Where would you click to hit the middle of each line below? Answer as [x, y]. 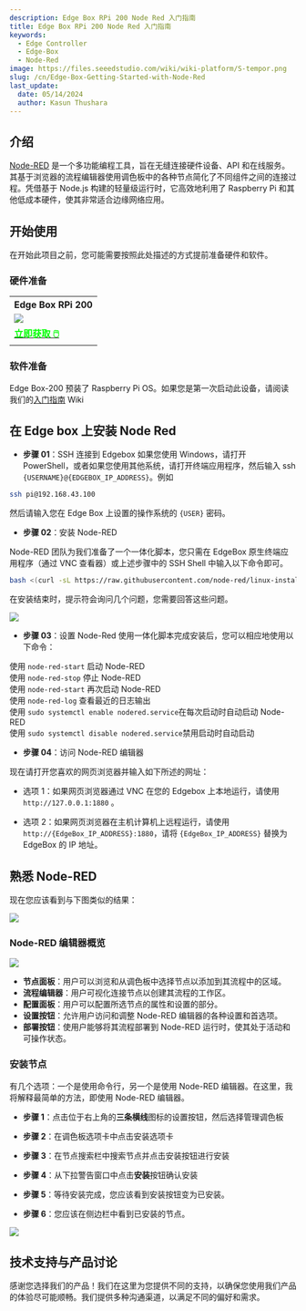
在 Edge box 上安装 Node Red [93, 431]
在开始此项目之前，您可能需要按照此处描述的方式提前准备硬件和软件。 [141, 255]
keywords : [28, 35]
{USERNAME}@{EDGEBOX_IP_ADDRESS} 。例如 [98, 477]
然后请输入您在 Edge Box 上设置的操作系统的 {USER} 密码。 [120, 513]
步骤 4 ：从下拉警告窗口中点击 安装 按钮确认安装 [110, 1175]
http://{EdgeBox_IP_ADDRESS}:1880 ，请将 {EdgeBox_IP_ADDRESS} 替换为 [155, 833]
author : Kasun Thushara [62, 103]
